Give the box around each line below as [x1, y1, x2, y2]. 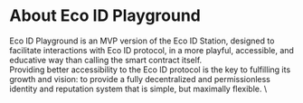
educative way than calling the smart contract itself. [9, 54, 203, 65]
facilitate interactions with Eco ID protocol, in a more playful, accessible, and [9, 44, 294, 55]
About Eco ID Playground [9, 5, 201, 26]
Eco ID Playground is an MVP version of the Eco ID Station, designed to [9, 35, 275, 46]
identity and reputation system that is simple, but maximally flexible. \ [9, 83, 268, 94]
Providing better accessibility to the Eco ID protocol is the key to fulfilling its [9, 64, 291, 75]
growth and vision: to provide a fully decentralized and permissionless [9, 73, 271, 84]
